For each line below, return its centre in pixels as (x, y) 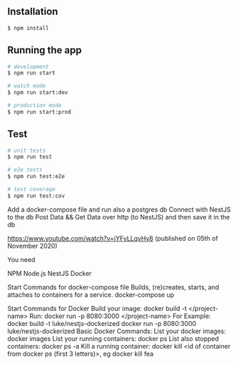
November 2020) (33, 246)
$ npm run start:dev (38, 93)
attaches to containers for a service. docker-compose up (91, 295)
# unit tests (27, 151)
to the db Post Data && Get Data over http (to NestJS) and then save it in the (119, 217)
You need (21, 259)
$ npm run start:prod (39, 112)
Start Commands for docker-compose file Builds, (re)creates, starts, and (113, 287)
